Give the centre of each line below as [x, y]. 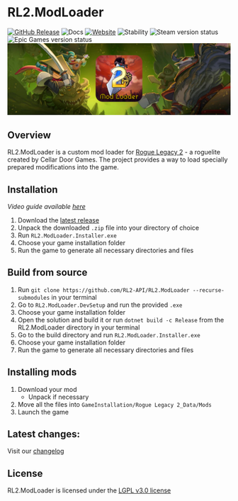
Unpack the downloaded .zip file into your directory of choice [108, 227]
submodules [34, 298]
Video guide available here [47, 206]
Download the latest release [58, 220]
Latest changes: [44, 434]
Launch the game [43, 412]
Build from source [47, 272]
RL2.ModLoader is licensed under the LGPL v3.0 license [89, 490]
